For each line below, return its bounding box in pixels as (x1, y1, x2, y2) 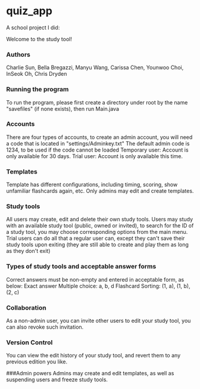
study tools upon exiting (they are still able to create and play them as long (6, 241, 189, 248)
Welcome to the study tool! (6, 35, 73, 42)
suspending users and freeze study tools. (6, 376, 108, 383)
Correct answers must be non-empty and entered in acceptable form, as (6, 276, 185, 283)
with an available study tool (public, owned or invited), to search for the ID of (6, 222, 194, 229)
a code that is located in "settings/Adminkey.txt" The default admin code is (6, 140, 190, 147)
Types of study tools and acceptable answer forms (6, 263, 157, 271)
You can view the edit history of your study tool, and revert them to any (6, 352, 181, 359)
